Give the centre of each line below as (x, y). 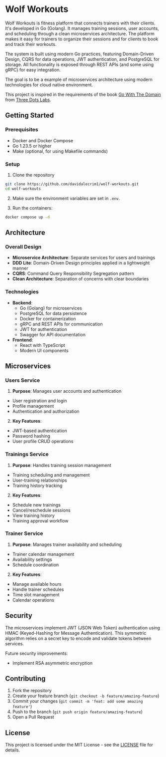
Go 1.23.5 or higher (32, 146)
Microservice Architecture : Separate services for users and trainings (84, 257)
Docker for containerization (48, 318)
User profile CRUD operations (43, 441)
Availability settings (32, 559)
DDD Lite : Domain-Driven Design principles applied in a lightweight (81, 263)
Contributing (25, 679)
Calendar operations (33, 600)
